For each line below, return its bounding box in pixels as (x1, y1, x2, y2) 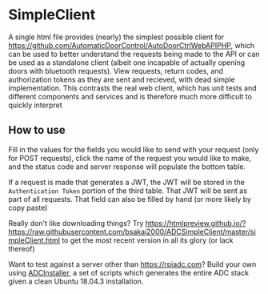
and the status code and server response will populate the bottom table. (8, 162, 246, 171)
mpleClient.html (8, 235, 60, 245)
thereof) (8, 244, 35, 253)
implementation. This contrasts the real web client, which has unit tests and (8, 83, 258, 93)
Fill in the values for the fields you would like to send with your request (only (8, 144, 259, 154)
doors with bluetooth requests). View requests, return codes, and (8, 66, 224, 75)
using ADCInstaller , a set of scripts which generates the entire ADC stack (8, 268, 250, 277)
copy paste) (8, 203, 48, 212)
